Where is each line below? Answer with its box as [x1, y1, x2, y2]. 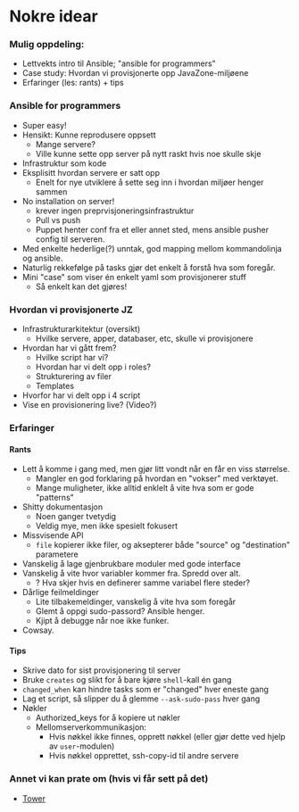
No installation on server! [21, 195, 115, 206]
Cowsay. [21, 625, 54, 635]
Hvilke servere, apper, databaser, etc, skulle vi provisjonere [35, 333, 253, 344]
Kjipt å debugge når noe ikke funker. [35, 616, 170, 626]
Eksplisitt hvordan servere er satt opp [21, 167, 161, 178]
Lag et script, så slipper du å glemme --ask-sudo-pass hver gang [21, 693, 261, 704]
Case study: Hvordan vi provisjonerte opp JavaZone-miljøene [21, 68, 249, 79]
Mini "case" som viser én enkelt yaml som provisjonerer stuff [21, 271, 247, 282]
